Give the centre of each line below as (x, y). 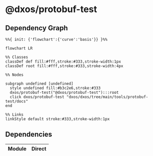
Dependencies (29, 135)
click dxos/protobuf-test (37, 97)
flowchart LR (19, 48)
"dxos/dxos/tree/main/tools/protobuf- (107, 97)
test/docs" (17, 101)
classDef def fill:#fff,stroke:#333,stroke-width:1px (63, 62)
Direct (39, 148)
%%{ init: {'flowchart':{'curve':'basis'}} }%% (56, 39)
